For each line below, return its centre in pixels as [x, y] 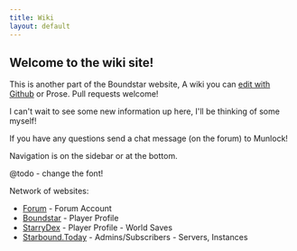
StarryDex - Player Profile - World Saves [97, 228]
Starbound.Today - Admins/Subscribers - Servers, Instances [135, 237]
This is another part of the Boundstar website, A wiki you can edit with [140, 84]
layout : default [40, 26]
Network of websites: [49, 191]
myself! [23, 121]
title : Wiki [32, 18]
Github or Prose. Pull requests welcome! [84, 94]
